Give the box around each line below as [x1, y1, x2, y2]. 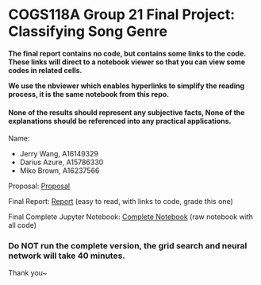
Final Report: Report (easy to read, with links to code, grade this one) [8, 197, 234, 206]
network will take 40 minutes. [8, 250, 125, 261]
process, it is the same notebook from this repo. [8, 89, 169, 98]
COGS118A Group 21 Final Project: [8, 6, 236, 24]
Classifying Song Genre [8, 22, 168, 40]
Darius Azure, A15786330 [19, 157, 104, 168]
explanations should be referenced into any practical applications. [8, 116, 232, 125]
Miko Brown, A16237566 [19, 166, 100, 175]
